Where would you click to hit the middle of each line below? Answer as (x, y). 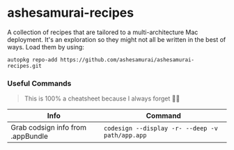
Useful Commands (39, 83)
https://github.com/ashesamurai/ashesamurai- (127, 60)
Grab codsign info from (49, 128)
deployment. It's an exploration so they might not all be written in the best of (117, 39)
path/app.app (125, 135)
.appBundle (30, 136)
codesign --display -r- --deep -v (161, 128)
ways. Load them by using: (46, 47)
